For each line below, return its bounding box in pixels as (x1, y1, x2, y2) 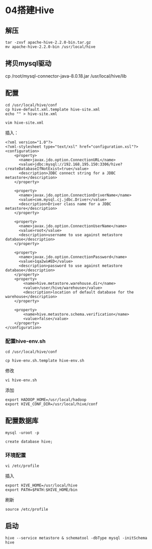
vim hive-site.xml (5, 120, 44, 125)
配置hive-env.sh (5, 337, 46, 344)
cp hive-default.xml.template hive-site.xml (5, 107, 100, 112)
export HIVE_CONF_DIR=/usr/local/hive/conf (5, 401, 98, 406)
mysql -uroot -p (5, 430, 39, 435)
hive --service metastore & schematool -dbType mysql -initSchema (5, 535, 147, 540)
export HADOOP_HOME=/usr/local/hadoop (5, 397, 87, 402)
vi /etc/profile (5, 463, 39, 469)
